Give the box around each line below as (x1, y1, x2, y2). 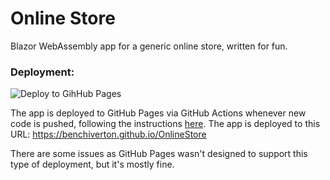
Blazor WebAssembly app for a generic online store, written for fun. (10, 40, 288, 52)
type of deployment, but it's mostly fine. (10, 158, 175, 171)
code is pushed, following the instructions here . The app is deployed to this (10, 118, 321, 130)
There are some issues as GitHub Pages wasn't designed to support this (10, 148, 308, 160)
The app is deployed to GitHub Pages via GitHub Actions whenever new (10, 107, 307, 119)
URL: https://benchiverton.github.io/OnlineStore (10, 128, 207, 141)
